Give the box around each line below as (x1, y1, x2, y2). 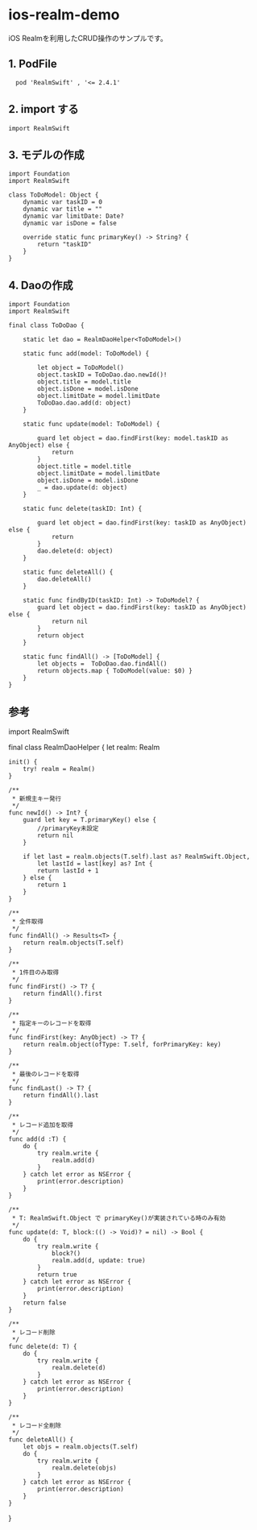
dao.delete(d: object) (37, 547, 114, 555)
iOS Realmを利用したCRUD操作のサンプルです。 (8, 33, 168, 43)
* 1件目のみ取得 (11, 968, 59, 976)
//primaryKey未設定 (37, 824, 99, 832)
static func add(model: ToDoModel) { (23, 350, 150, 358)
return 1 (37, 881, 67, 889)
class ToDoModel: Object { (8, 191, 99, 199)
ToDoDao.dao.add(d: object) (37, 399, 131, 408)
